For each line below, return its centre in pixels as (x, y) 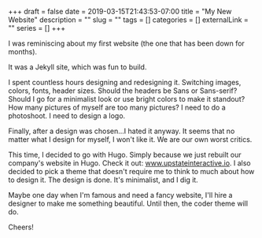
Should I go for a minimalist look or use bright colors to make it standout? (127, 99)
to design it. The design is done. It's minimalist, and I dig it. (103, 180)
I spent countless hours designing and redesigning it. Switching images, (125, 82)
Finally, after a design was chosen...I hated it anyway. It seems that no (122, 131)
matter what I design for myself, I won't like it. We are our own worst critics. (130, 139)
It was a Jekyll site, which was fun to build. (77, 67)
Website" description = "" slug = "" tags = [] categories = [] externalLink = (129, 20)
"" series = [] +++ (37, 28)
